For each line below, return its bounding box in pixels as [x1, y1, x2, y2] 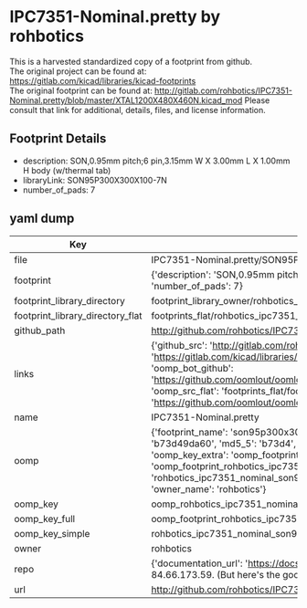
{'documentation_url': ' [150, 557, 249, 570]
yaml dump [9, 211, 75, 226]
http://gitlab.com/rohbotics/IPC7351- [153, 85, 292, 96]
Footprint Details [9, 131, 107, 147]
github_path [14, 324, 66, 337]
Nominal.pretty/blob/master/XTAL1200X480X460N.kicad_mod [9, 94, 243, 106]
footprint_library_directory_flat [14, 309, 143, 321]
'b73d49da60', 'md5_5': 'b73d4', [150, 436, 297, 449]
